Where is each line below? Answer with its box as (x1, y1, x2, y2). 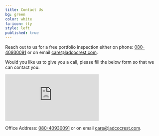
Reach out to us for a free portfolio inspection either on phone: (5, 44, 134, 50)
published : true (5, 30, 39, 35)
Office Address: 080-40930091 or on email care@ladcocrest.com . (5, 125, 142, 131)
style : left (5, 26, 30, 31)
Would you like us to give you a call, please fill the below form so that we (5, 59, 155, 65)
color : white (5, 16, 32, 21)
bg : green (5, 12, 26, 17)
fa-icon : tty (5, 21, 32, 26)
